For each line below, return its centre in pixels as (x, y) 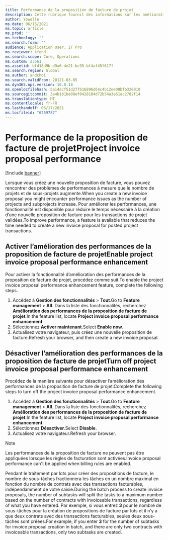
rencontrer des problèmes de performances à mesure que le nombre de (80, 188)
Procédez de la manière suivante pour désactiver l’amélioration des (75, 381)
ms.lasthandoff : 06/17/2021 (35, 108)
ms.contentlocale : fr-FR (31, 104)
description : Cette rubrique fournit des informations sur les (73, 15)
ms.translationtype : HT (30, 99)
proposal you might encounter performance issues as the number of (76, 199)
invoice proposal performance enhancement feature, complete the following (84, 285)
